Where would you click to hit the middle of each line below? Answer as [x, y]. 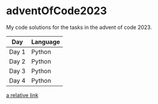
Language [46, 41]
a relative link [22, 95]
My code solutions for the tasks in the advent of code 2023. [79, 27]
